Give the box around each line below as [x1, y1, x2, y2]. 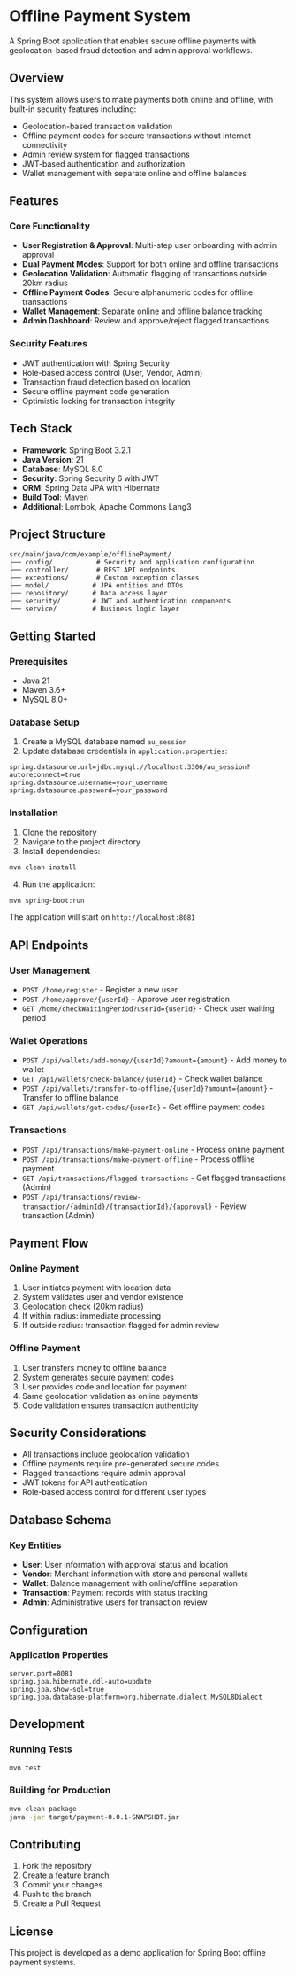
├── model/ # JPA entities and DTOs [9, 581, 184, 590]
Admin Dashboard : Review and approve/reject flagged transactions [21, 315, 269, 326]
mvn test [9, 1763, 42, 1772]
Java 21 [21, 675, 50, 686]
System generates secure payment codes [21, 1372, 175, 1382]
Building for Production [9, 1784, 111, 1796]
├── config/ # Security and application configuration [9, 558, 254, 567]
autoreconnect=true [9, 771, 81, 780]
